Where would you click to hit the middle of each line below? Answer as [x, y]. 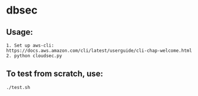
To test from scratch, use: [55, 74]
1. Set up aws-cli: [30, 45]
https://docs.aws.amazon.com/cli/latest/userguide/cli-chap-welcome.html [99, 51]
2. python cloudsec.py [34, 56]
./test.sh [18, 87]
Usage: [20, 32]
